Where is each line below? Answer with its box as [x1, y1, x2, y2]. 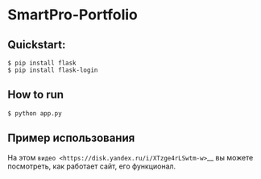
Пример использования [7, 131, 135, 145]
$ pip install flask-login [7, 66, 98, 74]
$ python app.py [7, 109, 62, 118]
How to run [7, 88, 64, 102]
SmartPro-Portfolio [7, 6, 138, 24]
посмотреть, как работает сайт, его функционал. [7, 161, 176, 171]
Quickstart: [7, 38, 66, 52]
